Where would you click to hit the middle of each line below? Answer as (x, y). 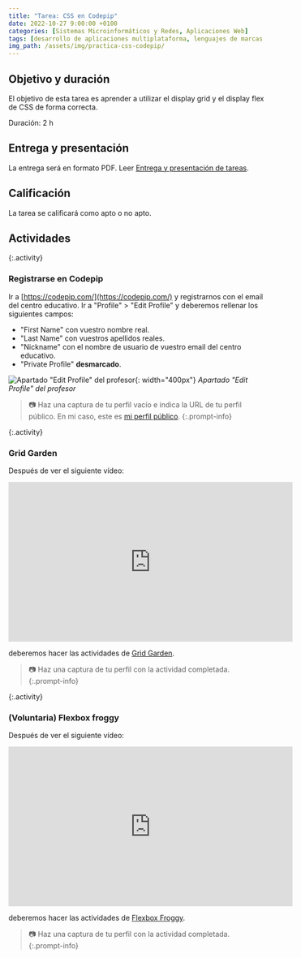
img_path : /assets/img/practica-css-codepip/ (86, 46)
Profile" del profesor (42, 388)
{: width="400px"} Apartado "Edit (191, 380)
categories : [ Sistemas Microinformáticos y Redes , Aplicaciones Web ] (129, 31)
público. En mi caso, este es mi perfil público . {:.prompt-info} (130, 416)
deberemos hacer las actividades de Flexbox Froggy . (97, 918)
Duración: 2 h (31, 122)
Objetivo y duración (59, 79)
